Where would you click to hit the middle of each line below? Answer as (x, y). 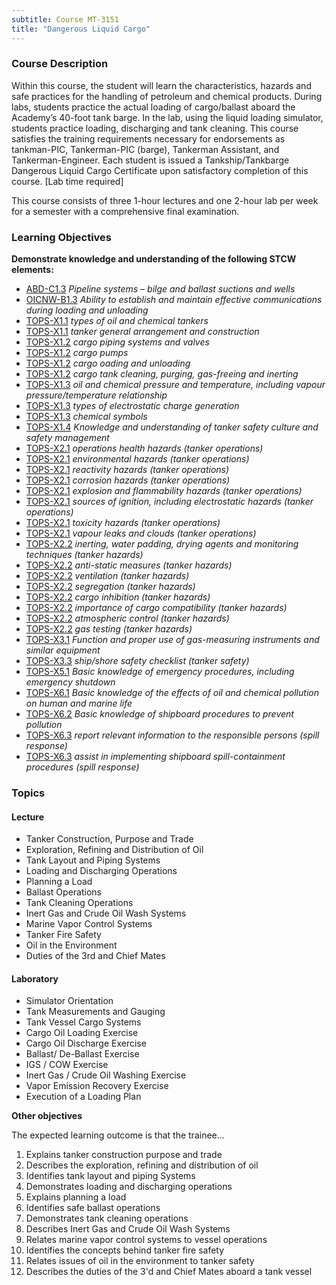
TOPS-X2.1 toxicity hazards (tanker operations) (123, 523)
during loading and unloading (87, 310)
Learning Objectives (62, 237)
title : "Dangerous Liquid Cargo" (81, 29)
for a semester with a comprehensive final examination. (125, 211)
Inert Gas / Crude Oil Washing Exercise (106, 1075)
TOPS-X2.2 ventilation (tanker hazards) (107, 576)
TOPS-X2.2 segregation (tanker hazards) (110, 587)
